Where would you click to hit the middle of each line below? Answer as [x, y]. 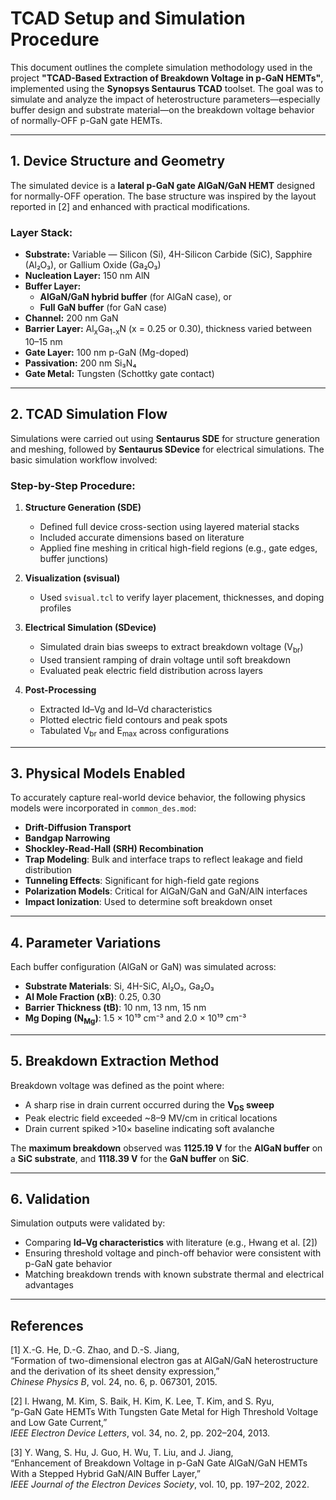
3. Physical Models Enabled [98, 773]
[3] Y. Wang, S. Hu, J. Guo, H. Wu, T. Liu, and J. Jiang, [122, 1453]
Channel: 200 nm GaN [71, 318]
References [47, 1325]
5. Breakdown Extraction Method [115, 1061]
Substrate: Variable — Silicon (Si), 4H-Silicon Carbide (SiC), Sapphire [168, 254]
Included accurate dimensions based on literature [142, 537]
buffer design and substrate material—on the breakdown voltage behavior [162, 109]
